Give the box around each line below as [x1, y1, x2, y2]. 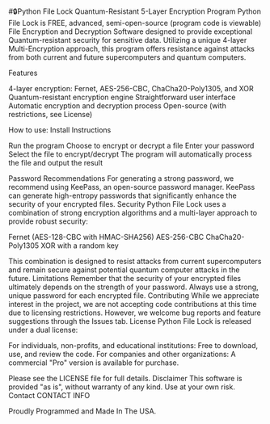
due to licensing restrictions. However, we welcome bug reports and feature [8, 308, 261, 317]
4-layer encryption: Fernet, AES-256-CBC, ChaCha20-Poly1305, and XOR [8, 84, 255, 93]
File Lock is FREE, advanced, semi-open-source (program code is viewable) [8, 19, 262, 27]
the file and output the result [8, 158, 103, 167]
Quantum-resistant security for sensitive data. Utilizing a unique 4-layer [8, 36, 247, 44]
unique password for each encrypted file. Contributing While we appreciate [8, 291, 259, 300]
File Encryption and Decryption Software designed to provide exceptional [8, 27, 253, 36]
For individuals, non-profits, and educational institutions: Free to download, [8, 341, 259, 350]
